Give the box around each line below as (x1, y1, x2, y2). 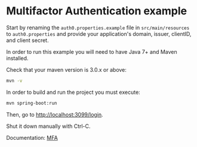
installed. (6, 54, 29, 62)
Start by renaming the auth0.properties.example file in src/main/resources (6, 24, 190, 31)
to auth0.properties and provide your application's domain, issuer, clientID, (6, 30, 192, 37)
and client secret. (6, 36, 49, 44)
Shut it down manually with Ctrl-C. (6, 122, 91, 130)
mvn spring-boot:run (6, 100, 58, 106)
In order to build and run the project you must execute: (6, 88, 140, 96)
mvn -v (6, 78, 23, 84)
